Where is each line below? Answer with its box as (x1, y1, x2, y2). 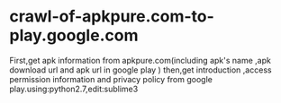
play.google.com (9, 25, 139, 46)
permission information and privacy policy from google (9, 73, 213, 84)
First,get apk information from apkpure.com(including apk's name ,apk (9, 55, 272, 65)
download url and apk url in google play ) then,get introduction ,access (9, 64, 272, 75)
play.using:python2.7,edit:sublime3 (9, 83, 139, 94)
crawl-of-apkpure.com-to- (9, 6, 214, 27)
